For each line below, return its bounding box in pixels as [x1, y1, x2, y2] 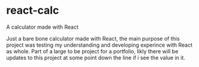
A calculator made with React [6, 23, 79, 31]
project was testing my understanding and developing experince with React [6, 41, 193, 48]
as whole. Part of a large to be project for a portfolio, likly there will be [6, 47, 179, 54]
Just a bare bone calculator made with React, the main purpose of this [6, 35, 180, 42]
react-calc [6, 4, 59, 17]
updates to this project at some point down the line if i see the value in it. [6, 54, 186, 61]
